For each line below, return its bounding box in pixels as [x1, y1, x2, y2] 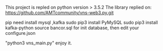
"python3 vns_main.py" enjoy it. [5, 40, 72, 46]
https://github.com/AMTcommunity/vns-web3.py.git [5, 10, 114, 16]
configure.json [5, 30, 36, 36]
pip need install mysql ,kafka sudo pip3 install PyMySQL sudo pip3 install [5, 20, 158, 25]
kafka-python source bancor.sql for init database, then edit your [5, 25, 140, 31]
